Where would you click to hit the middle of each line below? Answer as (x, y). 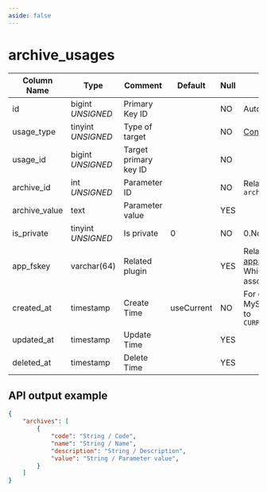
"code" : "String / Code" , (93, 436)
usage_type (34, 131)
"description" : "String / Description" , (118, 451)
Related (138, 261)
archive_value (38, 210)
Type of (138, 127)
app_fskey (31, 266)
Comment (143, 85)
